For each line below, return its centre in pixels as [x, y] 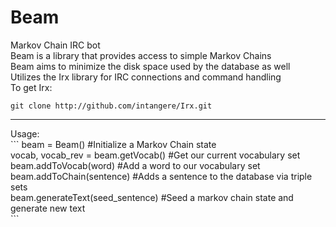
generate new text [48, 208]
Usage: [25, 133]
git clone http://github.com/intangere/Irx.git [111, 106]
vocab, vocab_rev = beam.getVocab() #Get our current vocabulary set [155, 155]
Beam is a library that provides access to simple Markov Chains [141, 55]
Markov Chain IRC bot [55, 45]
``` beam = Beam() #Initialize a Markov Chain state [113, 144]
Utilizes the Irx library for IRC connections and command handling [146, 77]
